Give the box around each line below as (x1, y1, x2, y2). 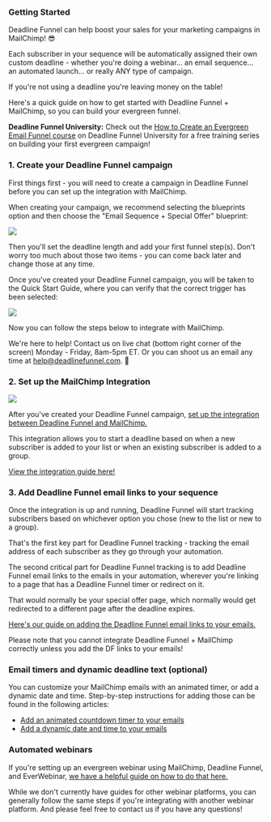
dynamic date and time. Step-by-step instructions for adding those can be (8, 691, 256, 701)
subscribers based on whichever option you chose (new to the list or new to (8, 513, 262, 524)
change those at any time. (8, 258, 95, 269)
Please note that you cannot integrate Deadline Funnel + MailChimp (8, 635, 233, 645)
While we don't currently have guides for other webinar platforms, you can (8, 786, 256, 796)
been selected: (8, 292, 58, 301)
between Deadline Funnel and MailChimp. (8, 418, 148, 428)
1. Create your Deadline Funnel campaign (8, 160, 173, 171)
